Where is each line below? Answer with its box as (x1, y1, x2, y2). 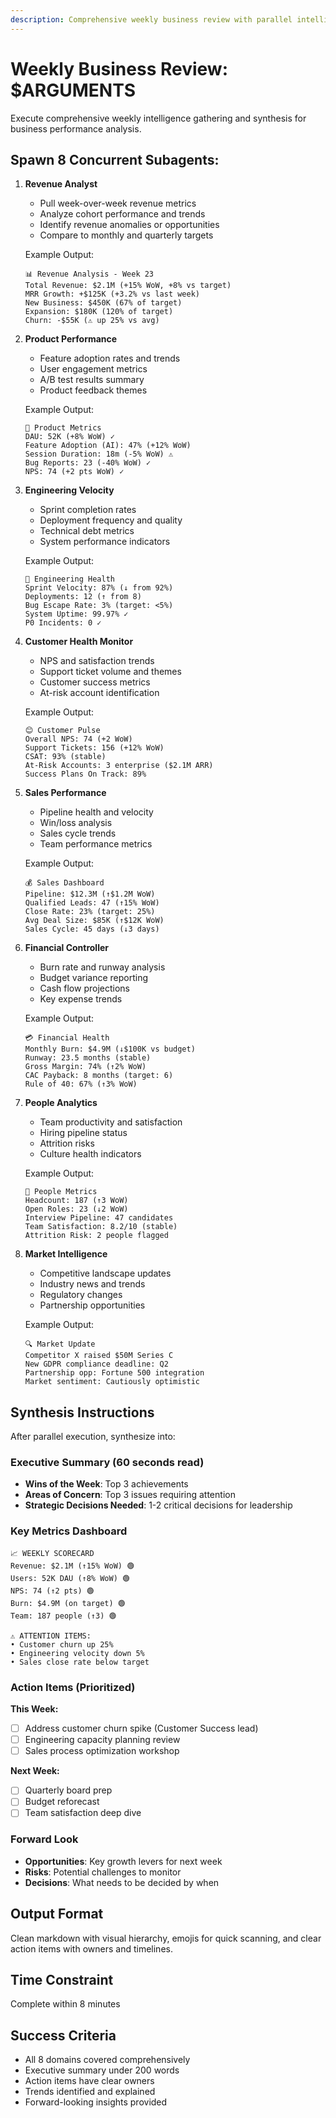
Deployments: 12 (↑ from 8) (24, 592, 142, 602)
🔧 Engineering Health (24, 574, 115, 585)
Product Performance (24, 333, 118, 345)
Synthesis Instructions (10, 1404, 155, 1421)
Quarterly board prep (24, 1784, 113, 1796)
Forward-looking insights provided (24, 2096, 168, 2108)
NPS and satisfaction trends (39, 655, 155, 667)
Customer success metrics (39, 676, 151, 688)
